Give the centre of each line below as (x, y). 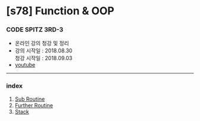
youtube (25, 65)
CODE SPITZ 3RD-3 (35, 30)
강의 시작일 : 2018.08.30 (43, 51)
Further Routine (34, 105)
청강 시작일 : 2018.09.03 (43, 58)
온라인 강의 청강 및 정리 (42, 44)
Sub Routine (30, 99)
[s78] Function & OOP (60, 11)
